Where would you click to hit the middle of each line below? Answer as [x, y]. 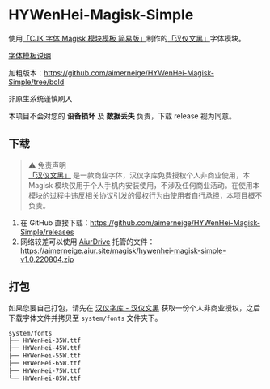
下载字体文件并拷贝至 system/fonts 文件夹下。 [85, 318]
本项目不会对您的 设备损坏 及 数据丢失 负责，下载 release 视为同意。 [122, 116]
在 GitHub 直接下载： [55, 222]
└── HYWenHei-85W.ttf [45, 378]
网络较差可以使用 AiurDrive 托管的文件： [87, 242]
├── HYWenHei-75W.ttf [45, 370]
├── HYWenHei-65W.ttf [45, 363]
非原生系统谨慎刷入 [40, 98]
